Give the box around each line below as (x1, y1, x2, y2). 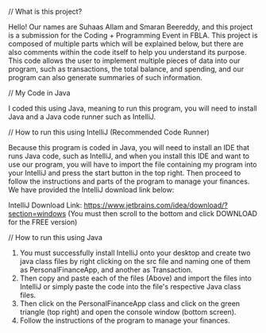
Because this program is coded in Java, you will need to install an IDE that (8, 143, 250, 152)
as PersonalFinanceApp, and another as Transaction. (19, 265, 193, 274)
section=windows (8, 209, 67, 218)
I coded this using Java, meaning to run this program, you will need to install (8, 103, 257, 113)
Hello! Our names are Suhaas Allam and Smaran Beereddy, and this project (8, 22, 253, 31)
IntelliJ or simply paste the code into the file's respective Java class (19, 282, 241, 291)
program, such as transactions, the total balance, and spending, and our (8, 64, 245, 74)
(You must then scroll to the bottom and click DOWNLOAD (67, 209, 258, 218)
